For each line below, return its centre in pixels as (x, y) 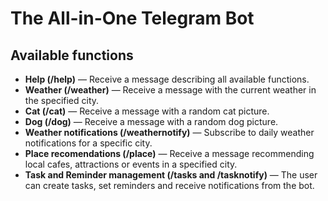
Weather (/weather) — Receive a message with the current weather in (170, 90)
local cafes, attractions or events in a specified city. (131, 164)
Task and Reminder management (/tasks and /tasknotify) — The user (171, 175)
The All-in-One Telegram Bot (132, 18)
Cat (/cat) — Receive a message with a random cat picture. (147, 111)
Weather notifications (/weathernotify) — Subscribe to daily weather (169, 132)
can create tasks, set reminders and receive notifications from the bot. (169, 185)
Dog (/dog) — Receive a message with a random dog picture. (151, 121)
